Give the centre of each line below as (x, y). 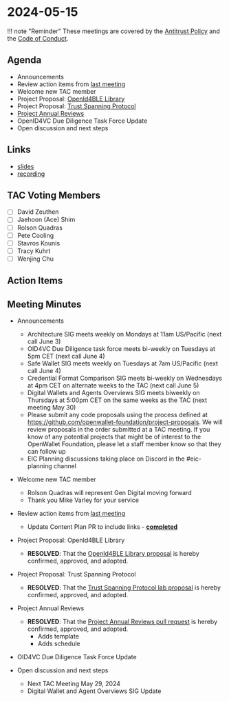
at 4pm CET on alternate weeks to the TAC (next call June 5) (113, 385)
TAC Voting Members (54, 195)
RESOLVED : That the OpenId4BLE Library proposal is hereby (113, 554)
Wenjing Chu (35, 259)
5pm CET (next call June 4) (66, 357)
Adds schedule (59, 644)
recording (31, 174)
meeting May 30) (52, 408)
